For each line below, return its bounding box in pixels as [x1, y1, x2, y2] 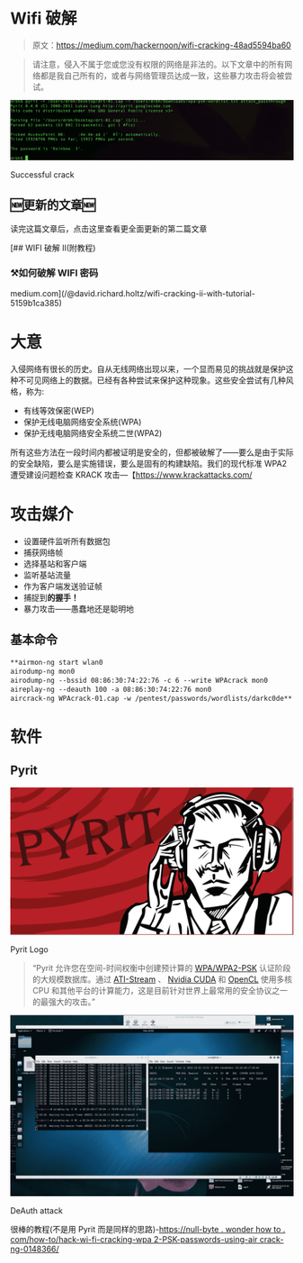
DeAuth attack [10, 1204, 64, 1216]
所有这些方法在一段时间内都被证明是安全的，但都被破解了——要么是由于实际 [10, 447, 294, 458]
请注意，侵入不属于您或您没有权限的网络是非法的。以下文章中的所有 [31, 59, 285, 69]
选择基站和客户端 [22, 558, 87, 568]
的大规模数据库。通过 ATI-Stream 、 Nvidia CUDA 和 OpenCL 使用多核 [31, 974, 293, 985]
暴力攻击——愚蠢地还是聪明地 [22, 603, 134, 613]
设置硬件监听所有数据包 [22, 535, 111, 546]
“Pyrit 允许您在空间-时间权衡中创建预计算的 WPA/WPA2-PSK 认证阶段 [31, 962, 291, 973]
